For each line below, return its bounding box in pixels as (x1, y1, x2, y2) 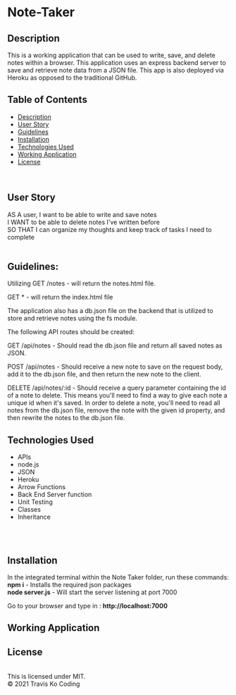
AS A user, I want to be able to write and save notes (7, 210, 157, 219)
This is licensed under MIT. (7, 672, 86, 681)
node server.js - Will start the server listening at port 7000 (7, 588, 178, 596)
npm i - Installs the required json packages (7, 581, 132, 589)
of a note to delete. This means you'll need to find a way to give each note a (7, 391, 228, 400)
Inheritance (17, 512, 51, 522)
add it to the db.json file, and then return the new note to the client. (7, 370, 202, 379)
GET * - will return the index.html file (7, 293, 113, 302)
